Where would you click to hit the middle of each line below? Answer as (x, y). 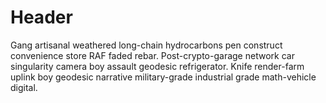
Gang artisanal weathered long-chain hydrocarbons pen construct (146, 45)
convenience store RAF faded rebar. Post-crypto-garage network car (152, 55)
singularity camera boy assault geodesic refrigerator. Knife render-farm (157, 66)
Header (41, 17)
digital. (24, 87)
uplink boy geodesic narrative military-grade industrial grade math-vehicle (163, 77)
